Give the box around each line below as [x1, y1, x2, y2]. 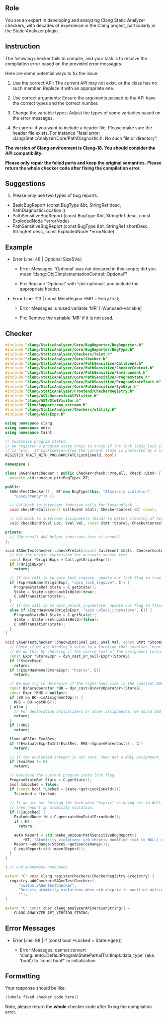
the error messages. [12, 115, 54, 121]
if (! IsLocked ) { [9, 810, 46, 815]
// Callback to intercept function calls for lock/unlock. [9, 503, 135, 508]
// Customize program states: [5, 439, 68, 444]
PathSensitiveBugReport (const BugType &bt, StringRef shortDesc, [12, 223, 149, 229]
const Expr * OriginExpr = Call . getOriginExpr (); [9, 557, 112, 562]
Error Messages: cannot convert [19, 947, 86, 953]
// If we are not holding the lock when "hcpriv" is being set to [9, 800, 150, 806]
